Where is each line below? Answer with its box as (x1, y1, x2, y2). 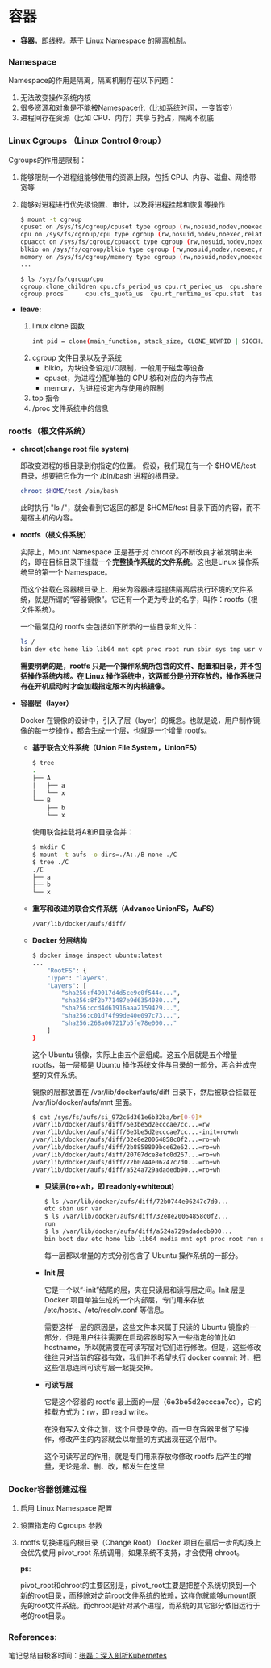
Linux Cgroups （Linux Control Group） (8, 135, 166, 146)
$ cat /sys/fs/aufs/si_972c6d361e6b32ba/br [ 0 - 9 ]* (31, 1113, 203, 1122)
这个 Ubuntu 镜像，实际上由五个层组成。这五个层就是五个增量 (31, 1050, 238, 1060)
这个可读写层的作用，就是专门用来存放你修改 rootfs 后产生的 (44, 1451, 244, 1461)
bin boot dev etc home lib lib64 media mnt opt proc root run (44, 1235, 258, 1243)
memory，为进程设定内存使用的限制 (44, 383, 164, 393)
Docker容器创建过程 (8, 1483, 87, 1495)
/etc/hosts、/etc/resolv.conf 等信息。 (44, 1305, 169, 1315)
